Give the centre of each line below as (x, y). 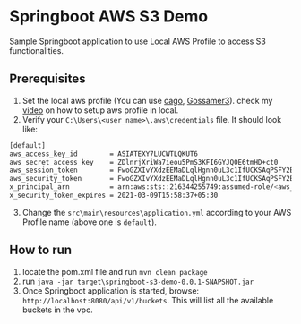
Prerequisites (47, 79)
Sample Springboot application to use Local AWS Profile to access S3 (138, 41)
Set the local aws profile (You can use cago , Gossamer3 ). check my (147, 100)
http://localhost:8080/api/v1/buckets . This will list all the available (148, 300)
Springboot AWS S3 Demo (109, 17)
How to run (41, 250)
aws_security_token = (62, 179)
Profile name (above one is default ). (89, 222)
